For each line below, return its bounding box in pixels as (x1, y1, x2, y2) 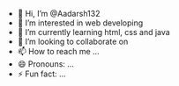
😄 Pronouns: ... (17, 59, 75, 69)
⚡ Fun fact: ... (17, 68, 66, 79)
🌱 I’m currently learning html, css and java (17, 27, 170, 37)
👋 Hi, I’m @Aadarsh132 (17, 9, 101, 18)
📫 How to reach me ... (17, 47, 100, 56)
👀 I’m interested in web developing (17, 18, 144, 28)
